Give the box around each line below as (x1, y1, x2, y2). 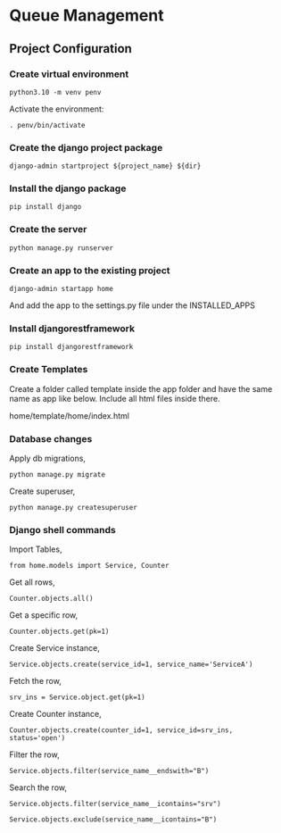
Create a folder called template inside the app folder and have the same (9, 383, 273, 394)
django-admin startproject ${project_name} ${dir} (9, 162, 202, 171)
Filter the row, (9, 749, 60, 760)
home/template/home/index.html (9, 410, 129, 421)
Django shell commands (9, 523, 116, 536)
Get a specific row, (9, 610, 79, 621)
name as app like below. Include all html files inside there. (9, 393, 220, 404)
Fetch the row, (9, 676, 62, 687)
